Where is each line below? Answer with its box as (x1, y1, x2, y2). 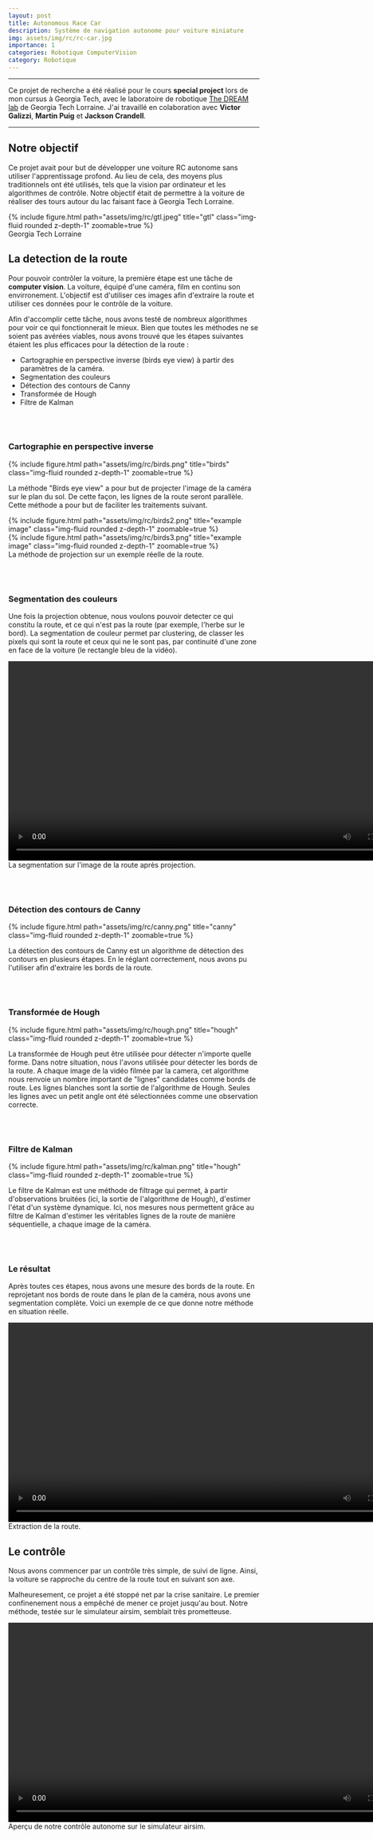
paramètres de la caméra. (19, 364, 105, 373)
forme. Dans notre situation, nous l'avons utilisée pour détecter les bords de (8, 1057, 258, 1067)
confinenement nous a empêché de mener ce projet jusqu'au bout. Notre (8, 1598, 249, 1608)
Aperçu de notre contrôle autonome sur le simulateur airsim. (8, 1821, 206, 1831)
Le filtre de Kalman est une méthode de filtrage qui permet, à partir (8, 1185, 229, 1195)
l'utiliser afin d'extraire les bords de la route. (8, 963, 153, 973)
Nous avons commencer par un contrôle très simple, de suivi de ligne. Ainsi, (8, 1566, 258, 1576)
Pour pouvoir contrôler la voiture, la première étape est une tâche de (8, 273, 234, 283)
